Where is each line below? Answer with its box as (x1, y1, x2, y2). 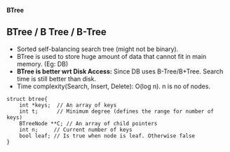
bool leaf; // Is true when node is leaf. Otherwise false (19, 132, 196, 139)
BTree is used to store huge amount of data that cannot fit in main (16, 52, 207, 60)
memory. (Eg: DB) (16, 60, 69, 68)
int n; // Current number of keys (19, 126, 133, 133)
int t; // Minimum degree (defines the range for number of (19, 108, 215, 115)
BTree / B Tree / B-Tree (6, 26, 107, 38)
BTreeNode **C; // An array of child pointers (19, 120, 158, 127)
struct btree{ (6, 95, 48, 102)
